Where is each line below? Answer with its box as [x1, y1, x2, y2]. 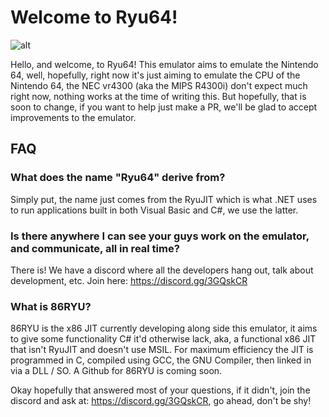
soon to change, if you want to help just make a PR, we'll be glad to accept [10, 101, 318, 113]
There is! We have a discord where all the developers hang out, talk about [10, 264, 314, 276]
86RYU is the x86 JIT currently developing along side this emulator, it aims [10, 322, 318, 335]
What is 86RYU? [10, 299, 92, 313]
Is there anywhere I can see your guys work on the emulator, [10, 229, 310, 243]
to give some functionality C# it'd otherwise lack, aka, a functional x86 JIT [10, 333, 317, 345]
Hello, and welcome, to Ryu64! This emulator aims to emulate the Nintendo [10, 58, 319, 70]
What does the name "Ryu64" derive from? [10, 171, 226, 185]
